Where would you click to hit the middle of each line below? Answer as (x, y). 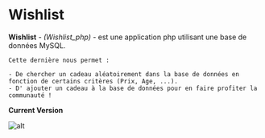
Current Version (36, 110)
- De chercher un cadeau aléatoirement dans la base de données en (124, 74)
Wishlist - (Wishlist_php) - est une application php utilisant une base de (128, 37)
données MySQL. (37, 45)
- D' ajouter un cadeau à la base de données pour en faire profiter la (133, 88)
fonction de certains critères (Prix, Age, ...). (93, 81)
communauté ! (30, 95)
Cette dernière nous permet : (59, 60)
